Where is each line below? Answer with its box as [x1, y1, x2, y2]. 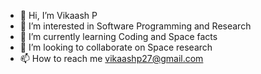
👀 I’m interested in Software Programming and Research [19, 20, 252, 32]
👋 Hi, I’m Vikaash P [19, 10, 98, 21]
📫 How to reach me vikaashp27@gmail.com [19, 53, 204, 64]
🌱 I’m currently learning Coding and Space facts [19, 31, 218, 42]
